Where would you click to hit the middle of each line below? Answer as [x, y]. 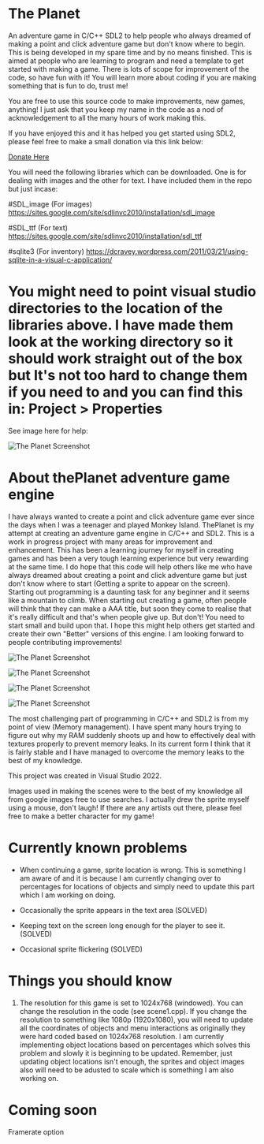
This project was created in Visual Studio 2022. [85, 775]
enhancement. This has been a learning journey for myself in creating [121, 550]
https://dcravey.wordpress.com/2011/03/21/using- [167, 251]
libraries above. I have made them [121, 325]
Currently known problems [98, 848]
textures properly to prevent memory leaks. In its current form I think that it [129, 743]
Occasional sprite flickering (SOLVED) [81, 949]
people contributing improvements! [65, 642]
